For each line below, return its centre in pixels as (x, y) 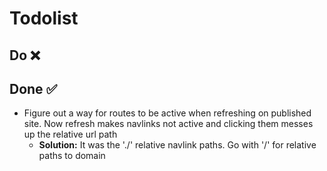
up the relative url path (70, 134)
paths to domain (72, 156)
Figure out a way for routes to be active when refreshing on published (167, 113)
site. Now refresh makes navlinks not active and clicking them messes (168, 124)
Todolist (44, 18)
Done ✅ (33, 88)
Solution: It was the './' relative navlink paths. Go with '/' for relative (177, 145)
